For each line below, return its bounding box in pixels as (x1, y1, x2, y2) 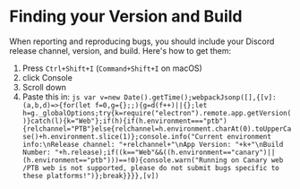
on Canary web (231, 155, 284, 165)
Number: (21, 148, 51, 157)
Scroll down (21, 82, 67, 92)
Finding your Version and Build (9, 6, 243, 27)
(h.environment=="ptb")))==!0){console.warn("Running (21, 155, 227, 165)
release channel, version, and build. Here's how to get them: (9, 45, 231, 56)
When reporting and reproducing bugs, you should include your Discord (9, 36, 275, 47)
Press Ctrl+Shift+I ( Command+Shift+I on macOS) (21, 63, 203, 73)
